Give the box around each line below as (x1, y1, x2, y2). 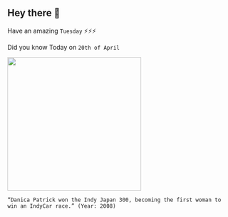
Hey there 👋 (7, 7, 61, 19)
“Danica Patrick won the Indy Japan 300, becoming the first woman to (7, 196, 222, 203)
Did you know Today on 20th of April (7, 43, 120, 51)
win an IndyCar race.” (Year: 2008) (7, 202, 116, 210)
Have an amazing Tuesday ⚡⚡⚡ (7, 26, 97, 35)
